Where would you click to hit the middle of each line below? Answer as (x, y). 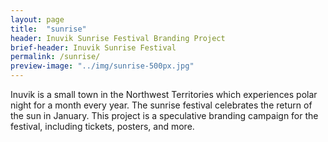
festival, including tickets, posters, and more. (102, 126)
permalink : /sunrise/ (55, 57)
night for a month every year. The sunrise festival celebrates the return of (161, 105)
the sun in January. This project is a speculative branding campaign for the (164, 115)
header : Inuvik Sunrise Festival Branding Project (118, 38)
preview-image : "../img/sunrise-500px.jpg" (102, 66)
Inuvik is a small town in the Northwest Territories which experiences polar (164, 94)
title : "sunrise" (48, 29)
